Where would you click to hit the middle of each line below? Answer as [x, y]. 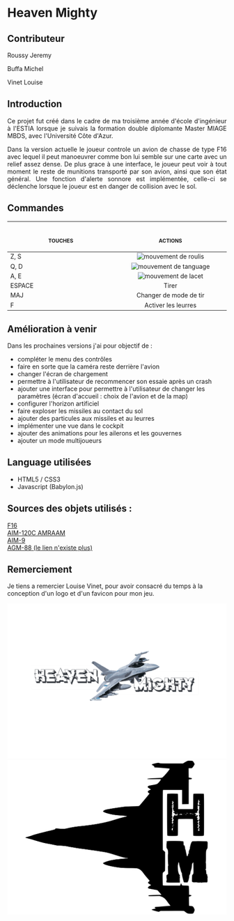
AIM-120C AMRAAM [37, 533]
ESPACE [22, 286]
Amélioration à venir [52, 329]
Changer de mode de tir [170, 295]
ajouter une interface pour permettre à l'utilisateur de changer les [111, 389]
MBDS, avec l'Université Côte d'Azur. [60, 136]
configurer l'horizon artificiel [58, 403]
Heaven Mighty [53, 13]
